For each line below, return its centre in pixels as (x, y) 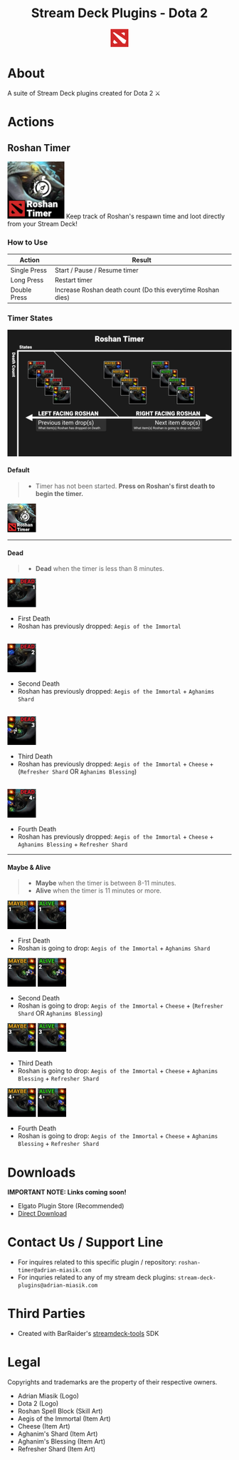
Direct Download (42, 1214)
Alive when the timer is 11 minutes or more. (99, 891)
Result (142, 260)
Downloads (42, 1172)
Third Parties (46, 1314)
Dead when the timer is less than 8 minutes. (100, 569)
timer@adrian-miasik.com (54, 1271)
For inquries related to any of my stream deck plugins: (97, 1277)
